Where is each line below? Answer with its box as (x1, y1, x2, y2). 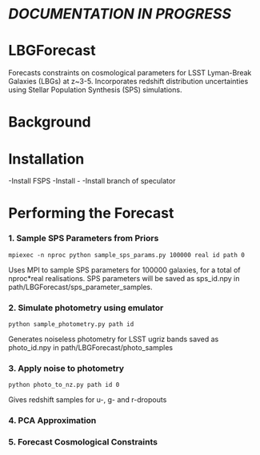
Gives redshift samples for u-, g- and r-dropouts (8, 395, 167, 405)
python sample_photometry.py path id (8, 320, 134, 328)
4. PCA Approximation (8, 415, 97, 426)
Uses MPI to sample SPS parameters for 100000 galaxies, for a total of (8, 265, 241, 275)
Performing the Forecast (8, 204, 174, 223)
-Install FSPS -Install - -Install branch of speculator (8, 176, 176, 186)
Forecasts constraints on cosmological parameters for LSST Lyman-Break (8, 68, 252, 78)
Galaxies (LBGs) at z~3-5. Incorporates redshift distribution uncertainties (8, 77, 249, 87)
